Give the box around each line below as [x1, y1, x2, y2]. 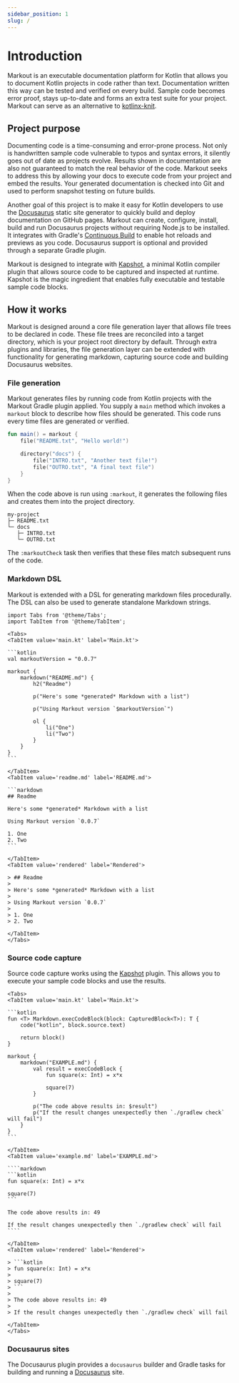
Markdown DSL [7, 574, 62, 584]
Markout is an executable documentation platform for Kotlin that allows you [7, 71, 228, 80]
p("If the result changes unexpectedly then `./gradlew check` [33, 1109, 225, 1117]
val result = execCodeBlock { [33, 1065, 123, 1073]
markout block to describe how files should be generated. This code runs [7, 410, 221, 418]
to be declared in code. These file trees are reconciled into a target [7, 330, 204, 339]
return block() [20, 1034, 66, 1042]
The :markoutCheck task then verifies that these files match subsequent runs [7, 549, 231, 557]
